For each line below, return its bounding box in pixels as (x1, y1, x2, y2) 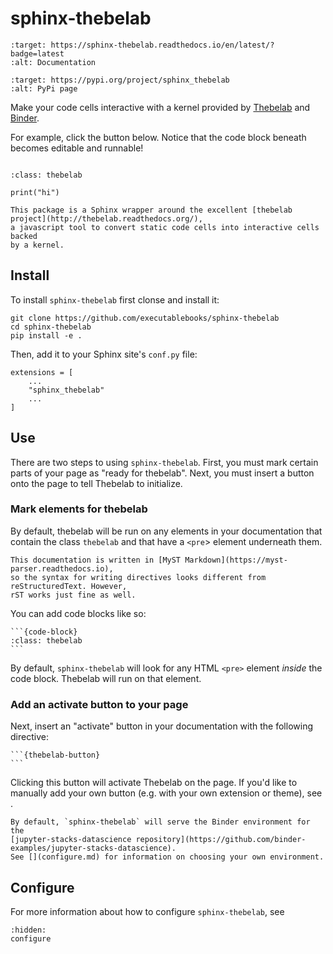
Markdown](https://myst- (184, 555, 288, 565)
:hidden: (10, 925, 47, 935)
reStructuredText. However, (10, 581, 128, 591)
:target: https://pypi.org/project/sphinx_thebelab (10, 75, 230, 85)
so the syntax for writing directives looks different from (10, 572, 267, 582)
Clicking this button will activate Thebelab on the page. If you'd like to (10, 777, 298, 789)
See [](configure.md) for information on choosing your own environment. (10, 852, 325, 862)
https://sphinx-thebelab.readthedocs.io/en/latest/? (50, 40, 275, 50)
